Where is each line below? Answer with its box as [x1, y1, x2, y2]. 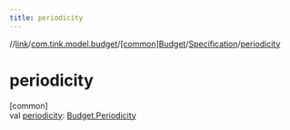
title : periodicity [9, 13, 84, 23]
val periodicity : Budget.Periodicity [9, 110, 136, 121]
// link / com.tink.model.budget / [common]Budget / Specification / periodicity [9, 38, 281, 49]
